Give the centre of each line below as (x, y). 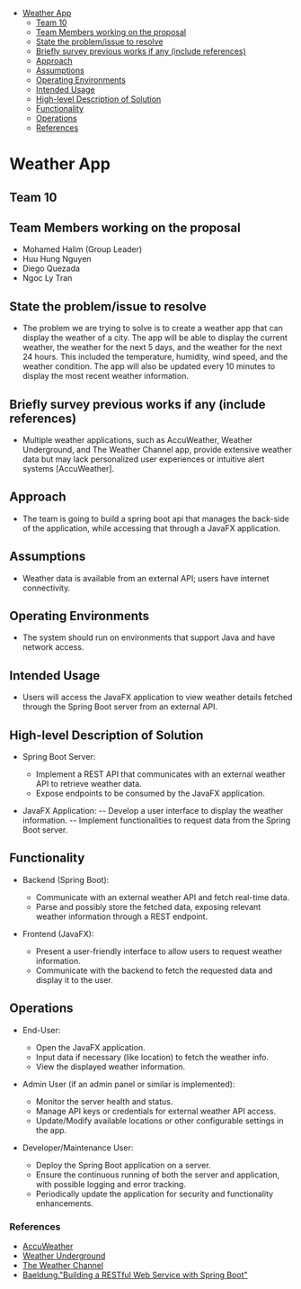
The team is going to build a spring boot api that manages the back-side (155, 518)
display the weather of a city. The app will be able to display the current (155, 338)
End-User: (41, 1030)
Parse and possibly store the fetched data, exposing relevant (148, 906)
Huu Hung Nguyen (57, 259)
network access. (53, 647)
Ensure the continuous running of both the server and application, (158, 1175)
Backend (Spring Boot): (66, 879)
